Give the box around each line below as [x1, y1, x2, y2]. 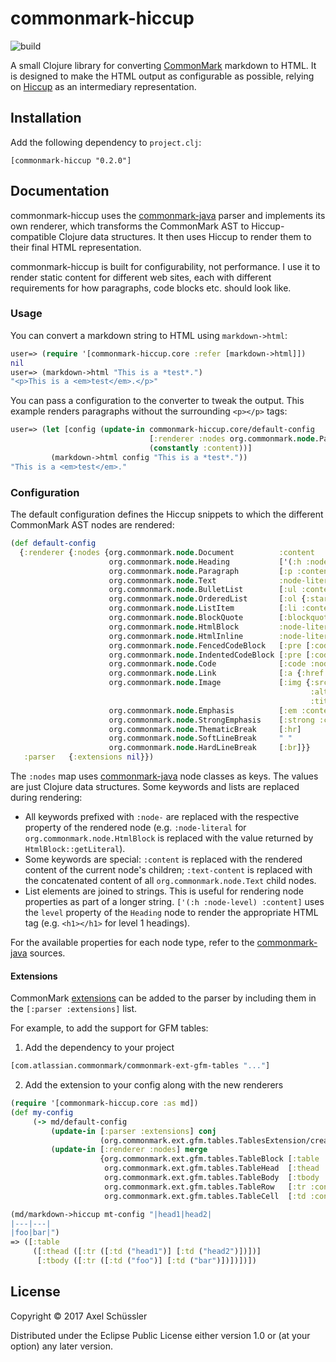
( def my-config [10, 1107, 74, 1117]
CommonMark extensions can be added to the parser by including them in [10, 992, 317, 1004]
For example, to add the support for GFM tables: [10, 1022, 209, 1034]
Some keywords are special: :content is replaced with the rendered [24, 853, 303, 866]
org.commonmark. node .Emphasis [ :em [108, 705, 298, 716]
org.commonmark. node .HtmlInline [108, 631, 244, 641]
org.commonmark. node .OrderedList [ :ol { [108, 594, 307, 604]
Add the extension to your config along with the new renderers [24, 1079, 284, 1091]
